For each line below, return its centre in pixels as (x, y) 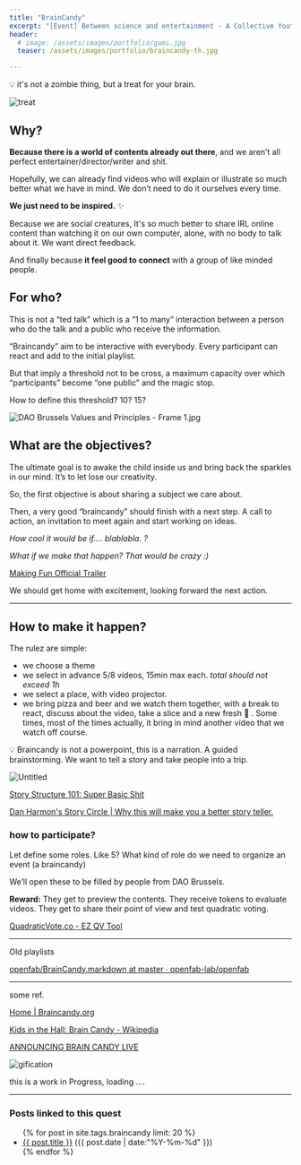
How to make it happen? (78, 627)
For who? (36, 298)
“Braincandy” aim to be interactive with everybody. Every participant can (144, 346)
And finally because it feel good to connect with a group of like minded (141, 260)
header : (24, 34)
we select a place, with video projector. (95, 695)
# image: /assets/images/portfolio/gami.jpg (102, 43)
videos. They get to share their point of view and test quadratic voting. (139, 908)
